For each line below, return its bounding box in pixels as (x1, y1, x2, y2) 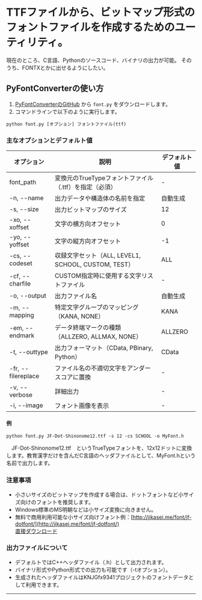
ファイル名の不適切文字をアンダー (54, 364, 151, 373)
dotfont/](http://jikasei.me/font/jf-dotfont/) (14, 520, 120, 527)
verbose (9, 391, 33, 399)
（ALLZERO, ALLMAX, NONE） (54, 332, 142, 341)
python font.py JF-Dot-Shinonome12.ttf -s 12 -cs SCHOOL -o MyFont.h (6, 433, 185, 439)
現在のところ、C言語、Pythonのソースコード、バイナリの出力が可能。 (6, 57, 180, 64)
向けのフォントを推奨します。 (20, 498, 94, 506)
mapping (9, 311, 34, 319)
